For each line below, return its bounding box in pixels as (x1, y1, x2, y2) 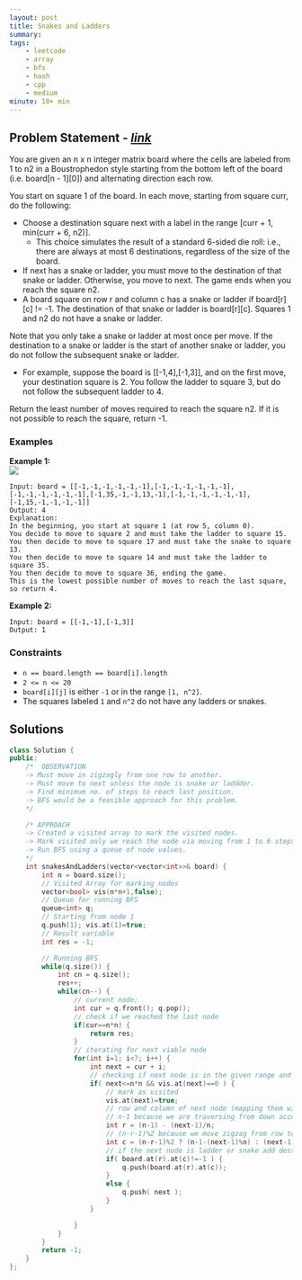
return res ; (89, 1029, 135, 1038)
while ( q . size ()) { (41, 962, 111, 971)
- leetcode (25, 47, 67, 56)
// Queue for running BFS (41, 896, 139, 905)
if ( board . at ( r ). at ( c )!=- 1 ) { (105, 1154, 223, 1163)
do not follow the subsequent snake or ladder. (9, 350, 180, 361)
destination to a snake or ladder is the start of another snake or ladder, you (9, 340, 286, 351)
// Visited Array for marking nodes (41, 879, 179, 888)
